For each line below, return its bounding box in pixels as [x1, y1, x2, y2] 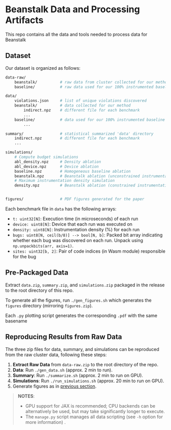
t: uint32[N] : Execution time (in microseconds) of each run [12, 216, 138, 222]
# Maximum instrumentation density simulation [14, 178, 115, 183]
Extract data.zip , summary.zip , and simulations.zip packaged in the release [5, 282, 165, 288]
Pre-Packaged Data [5, 268, 69, 277]
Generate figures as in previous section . [12, 383, 97, 389]
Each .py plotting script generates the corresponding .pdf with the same [5, 312, 158, 318]
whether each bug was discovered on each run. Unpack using [12, 237, 144, 243]
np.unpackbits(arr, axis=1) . [12, 243, 74, 249]
